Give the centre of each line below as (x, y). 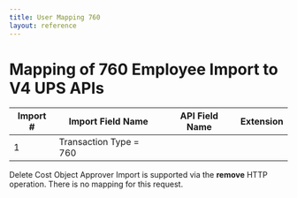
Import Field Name (108, 122)
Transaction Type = (99, 142)
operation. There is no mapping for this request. (96, 184)
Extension (262, 122)
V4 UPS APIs (57, 88)
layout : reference (43, 26)
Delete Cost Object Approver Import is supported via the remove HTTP (138, 175)
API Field (199, 116)
